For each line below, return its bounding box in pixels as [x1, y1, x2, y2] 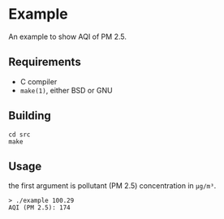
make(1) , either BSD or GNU [19, 85, 113, 95]
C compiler [19, 76, 58, 86]
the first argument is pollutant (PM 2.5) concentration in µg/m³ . [8, 181, 217, 191]
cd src [8, 131, 31, 139]
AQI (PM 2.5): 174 [8, 204, 71, 212]
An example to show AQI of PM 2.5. [8, 32, 127, 41]
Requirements [8, 55, 81, 69]
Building [8, 109, 51, 122]
